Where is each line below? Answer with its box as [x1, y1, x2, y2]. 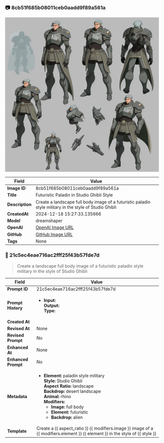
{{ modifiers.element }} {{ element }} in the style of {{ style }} [36, 431, 157, 437]
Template [7, 428, 27, 434]
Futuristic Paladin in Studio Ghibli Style [36, 192, 113, 198]
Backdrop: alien [51, 415, 83, 420]
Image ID [7, 185, 26, 191]
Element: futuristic [51, 409, 89, 415]
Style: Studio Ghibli [43, 378, 83, 384]
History [7, 305, 23, 311]
